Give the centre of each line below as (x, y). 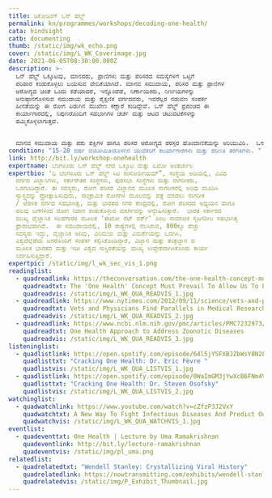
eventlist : (27, 429)
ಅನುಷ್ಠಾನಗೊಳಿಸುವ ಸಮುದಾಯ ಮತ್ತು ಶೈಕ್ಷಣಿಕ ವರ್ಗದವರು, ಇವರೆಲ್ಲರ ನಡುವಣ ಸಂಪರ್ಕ (112, 99)
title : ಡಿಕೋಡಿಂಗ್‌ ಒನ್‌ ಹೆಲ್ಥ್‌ (47, 16)
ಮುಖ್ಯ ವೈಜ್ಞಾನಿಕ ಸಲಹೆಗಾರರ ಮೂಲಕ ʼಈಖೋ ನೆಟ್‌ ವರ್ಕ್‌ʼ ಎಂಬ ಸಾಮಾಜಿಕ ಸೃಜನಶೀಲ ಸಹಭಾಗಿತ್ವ (127, 218)
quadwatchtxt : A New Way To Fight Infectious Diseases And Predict (139, 414)
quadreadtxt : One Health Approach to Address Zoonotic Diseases (134, 331)
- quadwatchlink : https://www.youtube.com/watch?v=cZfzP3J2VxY (124, 406)
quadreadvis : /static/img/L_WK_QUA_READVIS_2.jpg (108, 317)
